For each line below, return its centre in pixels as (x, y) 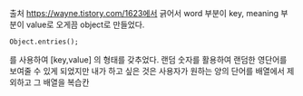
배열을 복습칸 (66, 82)
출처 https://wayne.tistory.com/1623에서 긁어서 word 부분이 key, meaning (144, 13)
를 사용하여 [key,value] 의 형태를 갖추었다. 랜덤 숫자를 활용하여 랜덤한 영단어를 (148, 60)
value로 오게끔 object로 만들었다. (85, 24)
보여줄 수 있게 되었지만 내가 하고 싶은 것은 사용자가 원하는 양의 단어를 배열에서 (147, 71)
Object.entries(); (44, 42)
